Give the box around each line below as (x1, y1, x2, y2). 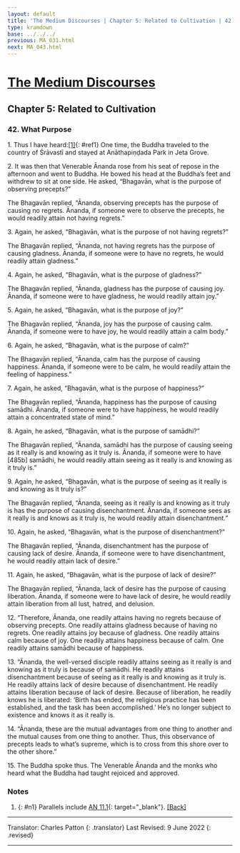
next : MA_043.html (7, 44, 62, 51)
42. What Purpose (7, 124, 72, 134)
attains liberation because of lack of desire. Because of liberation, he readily (7, 687, 231, 697)
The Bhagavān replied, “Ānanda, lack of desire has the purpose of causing (7, 584, 226, 593)
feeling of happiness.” (7, 369, 72, 379)
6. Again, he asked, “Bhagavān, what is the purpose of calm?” (7, 341, 189, 349)
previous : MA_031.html (7, 37, 75, 44)
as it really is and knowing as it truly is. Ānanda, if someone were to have (7, 448, 221, 457)
